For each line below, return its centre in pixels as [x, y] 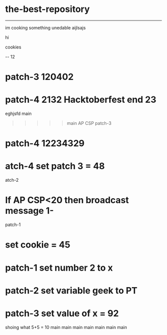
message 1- [30, 211]
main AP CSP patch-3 [89, 123]
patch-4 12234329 [45, 144]
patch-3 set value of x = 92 [62, 313]
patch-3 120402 [39, 77]
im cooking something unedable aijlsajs [45, 27]
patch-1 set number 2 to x [59, 268]
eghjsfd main [18, 114]
